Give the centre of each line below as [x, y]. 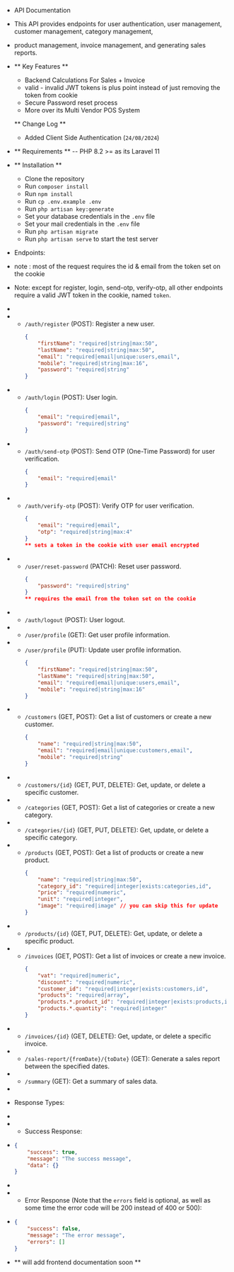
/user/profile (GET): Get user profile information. [98, 635]
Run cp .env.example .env [63, 201]
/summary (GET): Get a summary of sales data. [91, 1081]
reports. [25, 53]
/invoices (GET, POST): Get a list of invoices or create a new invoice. [125, 956]
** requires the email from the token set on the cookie [110, 599]
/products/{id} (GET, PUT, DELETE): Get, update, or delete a [113, 933]
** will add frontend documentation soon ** [77, 1262]
